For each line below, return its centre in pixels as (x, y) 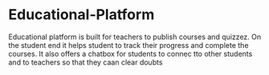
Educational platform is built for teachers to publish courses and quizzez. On (135, 37)
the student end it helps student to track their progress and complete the (128, 45)
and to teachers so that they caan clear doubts (86, 62)
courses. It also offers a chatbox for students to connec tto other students (130, 53)
